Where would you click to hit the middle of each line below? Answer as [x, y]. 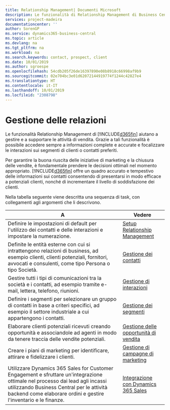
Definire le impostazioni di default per [52, 224]
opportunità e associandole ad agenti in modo [62, 333]
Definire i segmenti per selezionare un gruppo [62, 299]
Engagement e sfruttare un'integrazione [55, 375]
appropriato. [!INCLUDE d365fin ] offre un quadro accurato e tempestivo [79, 171]
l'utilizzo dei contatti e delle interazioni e [55, 230]
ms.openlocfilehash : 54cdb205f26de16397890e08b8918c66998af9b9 [73, 72]
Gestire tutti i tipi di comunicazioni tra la [55, 278]
